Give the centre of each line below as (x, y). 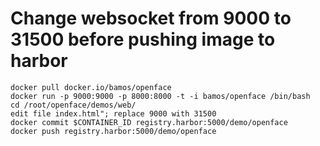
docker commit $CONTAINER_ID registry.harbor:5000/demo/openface (149, 122)
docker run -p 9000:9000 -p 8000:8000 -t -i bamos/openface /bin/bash (160, 96)
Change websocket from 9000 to (151, 18)
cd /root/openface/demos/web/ (73, 105)
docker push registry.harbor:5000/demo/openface (113, 131)
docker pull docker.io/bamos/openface (91, 87)
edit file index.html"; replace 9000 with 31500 (113, 113)
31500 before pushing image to (143, 39)
